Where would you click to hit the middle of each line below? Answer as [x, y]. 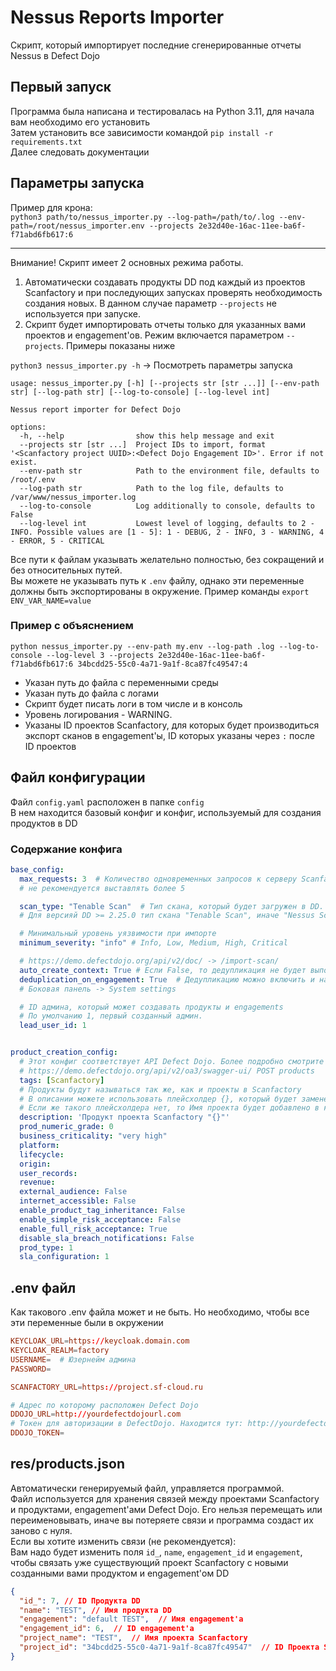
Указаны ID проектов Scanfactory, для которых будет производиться [172, 725]
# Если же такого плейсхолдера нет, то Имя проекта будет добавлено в [169, 1108]
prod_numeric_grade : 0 [66, 1127]
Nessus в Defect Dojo [55, 55]
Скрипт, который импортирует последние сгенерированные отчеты [156, 45]
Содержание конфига [66, 849]
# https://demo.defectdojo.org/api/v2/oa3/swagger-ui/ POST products [167, 1071]
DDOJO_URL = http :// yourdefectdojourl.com [96, 1414]
